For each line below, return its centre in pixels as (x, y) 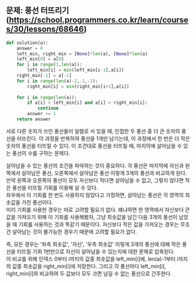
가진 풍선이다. (37, 202)
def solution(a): (27, 43)
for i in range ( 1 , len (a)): (49, 65)
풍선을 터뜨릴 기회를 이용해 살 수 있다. (55, 187)
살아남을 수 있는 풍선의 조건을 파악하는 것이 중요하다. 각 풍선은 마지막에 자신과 (95, 166)
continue (48, 108)
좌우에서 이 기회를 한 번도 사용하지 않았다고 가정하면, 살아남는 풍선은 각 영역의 (95, 195)
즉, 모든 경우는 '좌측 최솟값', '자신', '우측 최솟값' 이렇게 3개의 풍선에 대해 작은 (94, 244)
